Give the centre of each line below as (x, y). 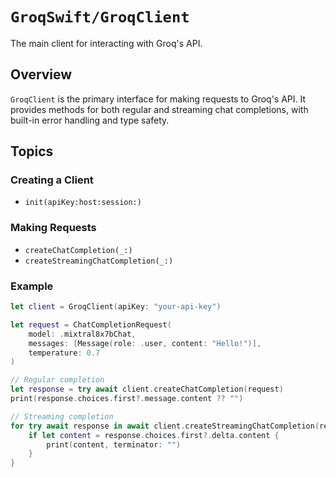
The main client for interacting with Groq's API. (106, 43)
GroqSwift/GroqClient (100, 17)
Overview (41, 74)
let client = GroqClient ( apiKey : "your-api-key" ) (116, 307)
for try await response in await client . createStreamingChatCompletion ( (165, 426)
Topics (32, 151)
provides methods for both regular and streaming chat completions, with (159, 109)
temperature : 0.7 (64, 353)
